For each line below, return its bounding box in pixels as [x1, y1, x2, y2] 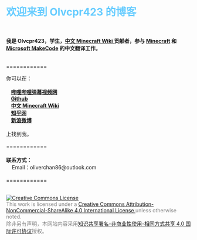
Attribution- [125, 201, 154, 208]
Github [11, 95, 28, 102]
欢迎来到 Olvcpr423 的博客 [6, 5, 137, 19]
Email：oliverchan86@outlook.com [11, 164, 97, 171]
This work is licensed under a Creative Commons [6, 201, 125, 208]
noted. [6, 213, 22, 220]
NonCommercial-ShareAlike [6, 206, 73, 214]
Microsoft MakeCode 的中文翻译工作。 [6, 45, 101, 52]
